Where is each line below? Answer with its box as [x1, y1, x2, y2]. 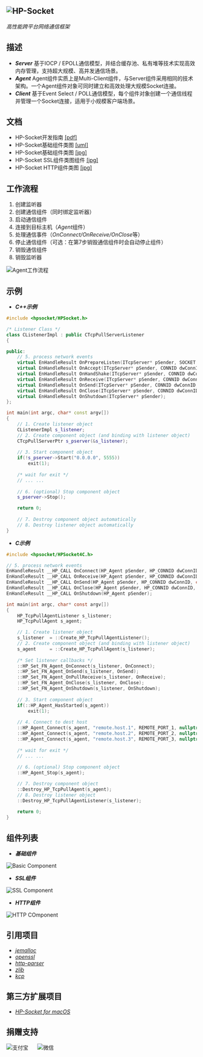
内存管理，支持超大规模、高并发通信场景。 [14, 67, 121, 74]
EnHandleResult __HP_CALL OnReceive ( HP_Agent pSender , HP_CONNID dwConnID [6, 574, 199, 580]
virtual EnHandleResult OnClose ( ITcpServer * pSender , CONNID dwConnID [17, 388, 199, 394]
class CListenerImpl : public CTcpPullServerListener [6, 332, 145, 338]
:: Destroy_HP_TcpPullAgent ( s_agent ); [17, 786, 112, 793]
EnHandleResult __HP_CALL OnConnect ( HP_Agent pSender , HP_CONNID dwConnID [6, 568, 199, 574]
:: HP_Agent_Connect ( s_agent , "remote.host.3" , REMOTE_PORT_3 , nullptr [17, 736, 199, 742]
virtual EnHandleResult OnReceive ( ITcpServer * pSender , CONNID [17, 376, 180, 382]
